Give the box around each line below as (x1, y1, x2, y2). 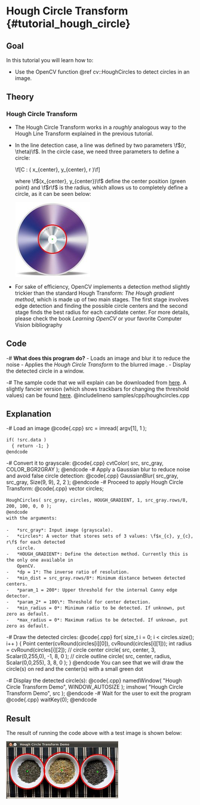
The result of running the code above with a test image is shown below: (6, 730, 182, 737)
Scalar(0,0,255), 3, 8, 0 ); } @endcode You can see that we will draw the (6, 659, 184, 666)
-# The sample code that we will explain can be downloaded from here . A (6, 379, 187, 386)
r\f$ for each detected (6, 539, 66, 546)
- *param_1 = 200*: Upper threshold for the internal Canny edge (6, 587, 178, 594)
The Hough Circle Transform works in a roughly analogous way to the (14, 123, 186, 131)
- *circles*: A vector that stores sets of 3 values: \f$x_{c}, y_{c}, (6, 533, 194, 540)
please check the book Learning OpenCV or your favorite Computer (14, 314, 182, 322)
